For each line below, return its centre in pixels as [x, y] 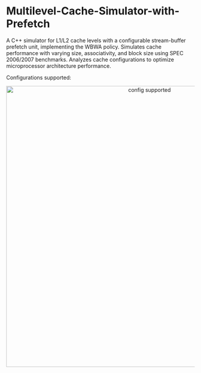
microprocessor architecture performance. [59, 66]
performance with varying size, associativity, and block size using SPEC [95, 53]
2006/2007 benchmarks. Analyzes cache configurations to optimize [90, 59]
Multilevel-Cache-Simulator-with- [93, 11]
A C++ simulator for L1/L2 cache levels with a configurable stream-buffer [96, 40]
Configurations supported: [39, 77]
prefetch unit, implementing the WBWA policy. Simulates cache [84, 47]
